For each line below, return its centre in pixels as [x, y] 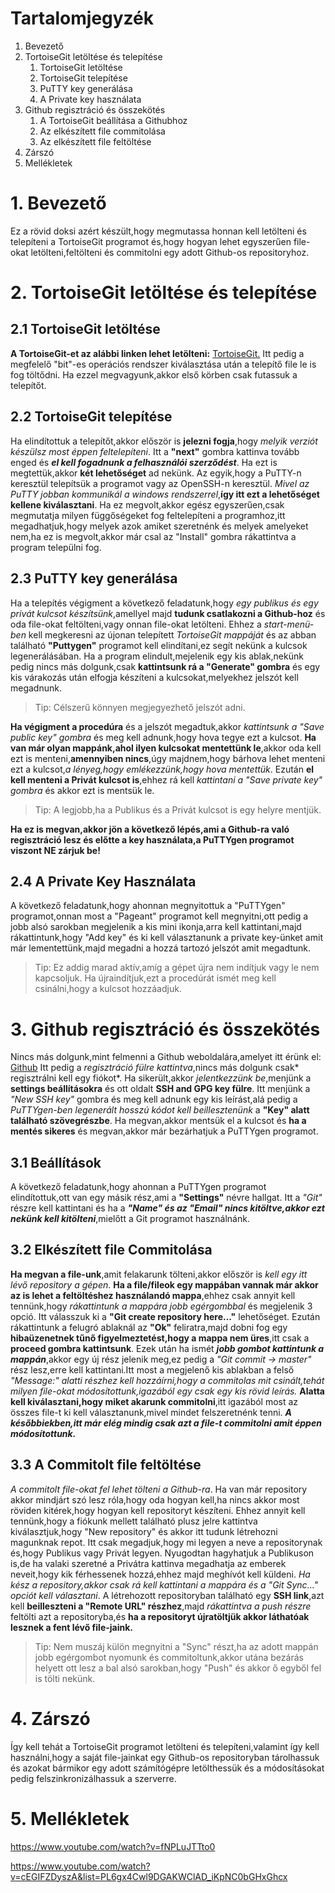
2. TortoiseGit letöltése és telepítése [164, 293]
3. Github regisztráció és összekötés [165, 1029]
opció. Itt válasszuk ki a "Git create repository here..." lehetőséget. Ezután [165, 1316]
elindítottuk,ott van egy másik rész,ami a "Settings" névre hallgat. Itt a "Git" [166, 1198]
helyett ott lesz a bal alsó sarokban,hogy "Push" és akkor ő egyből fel [178, 1668]
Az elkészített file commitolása [102, 131]
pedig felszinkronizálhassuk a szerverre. [93, 1778]
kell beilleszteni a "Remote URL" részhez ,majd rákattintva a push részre [161, 1606]
